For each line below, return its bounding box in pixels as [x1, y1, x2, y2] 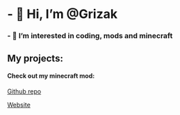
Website [7, 100, 31, 109]
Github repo [7, 87, 42, 96]
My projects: [7, 52, 64, 64]
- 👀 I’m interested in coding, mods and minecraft [7, 31, 173, 41]
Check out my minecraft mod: [7, 72, 95, 80]
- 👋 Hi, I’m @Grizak [7, 6, 118, 22]
